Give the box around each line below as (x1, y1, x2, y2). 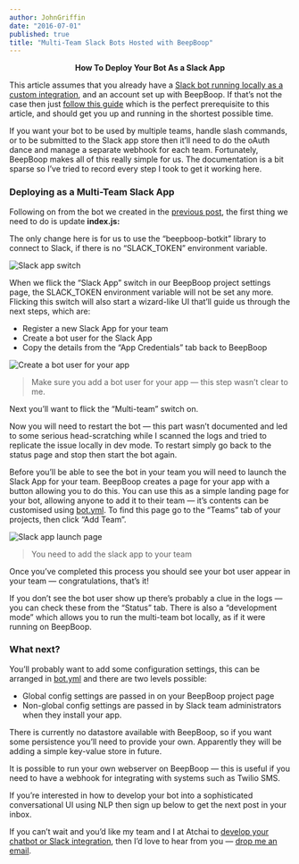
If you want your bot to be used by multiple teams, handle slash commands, (9, 126, 288, 137)
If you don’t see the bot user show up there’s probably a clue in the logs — (9, 592, 283, 603)
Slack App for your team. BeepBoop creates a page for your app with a (9, 475, 270, 487)
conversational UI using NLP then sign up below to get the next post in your (9, 799, 287, 809)
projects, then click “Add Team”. (9, 514, 127, 524)
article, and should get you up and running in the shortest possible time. (9, 108, 274, 119)
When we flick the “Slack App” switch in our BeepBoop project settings (9, 277, 271, 288)
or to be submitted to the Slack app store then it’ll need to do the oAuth (9, 135, 270, 146)
